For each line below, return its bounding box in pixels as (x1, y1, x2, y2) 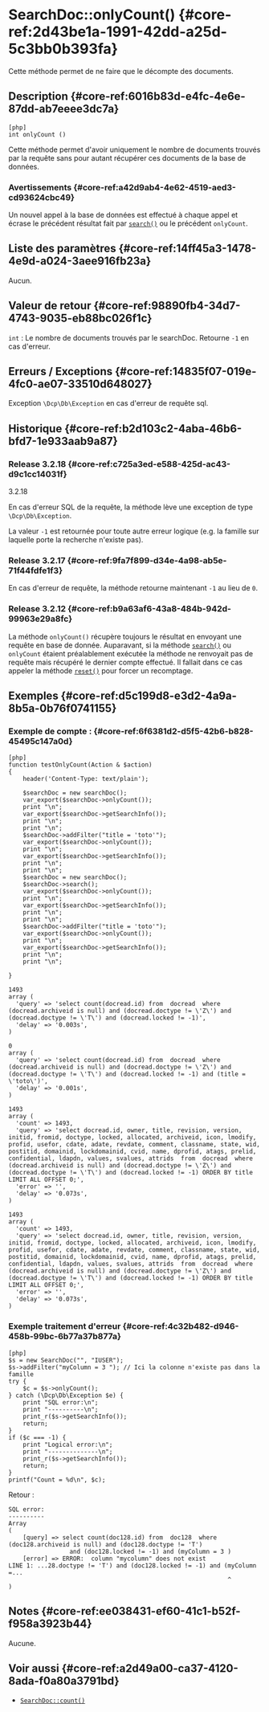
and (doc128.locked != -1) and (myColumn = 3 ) (69, 1547, 231, 1555)
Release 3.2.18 (8, 458, 67, 469)
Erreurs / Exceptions (8, 365, 113, 378)
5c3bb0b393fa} (8, 40, 119, 58)
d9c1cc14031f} (8, 468, 67, 480)
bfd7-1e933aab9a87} (8, 434, 118, 447)
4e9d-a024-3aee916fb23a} (8, 255, 152, 268)
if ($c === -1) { (8, 1433, 67, 1441)
